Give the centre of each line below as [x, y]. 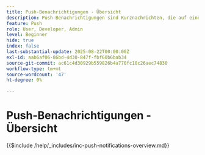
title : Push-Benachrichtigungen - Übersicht [64, 12]
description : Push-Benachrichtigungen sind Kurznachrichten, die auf [97, 18]
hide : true [20, 40]
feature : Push [24, 23]
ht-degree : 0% [24, 80]
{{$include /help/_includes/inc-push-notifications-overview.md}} [88, 146]
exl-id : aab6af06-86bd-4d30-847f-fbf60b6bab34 [67, 57]
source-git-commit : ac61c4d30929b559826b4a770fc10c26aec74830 [87, 63]
